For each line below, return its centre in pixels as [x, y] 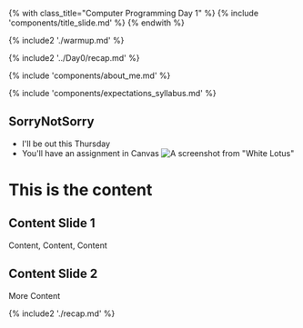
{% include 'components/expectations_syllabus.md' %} [112, 93]
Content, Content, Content [58, 245]
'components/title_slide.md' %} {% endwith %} [97, 23]
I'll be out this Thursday [66, 144]
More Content [35, 295]
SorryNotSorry [51, 122]
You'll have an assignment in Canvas [91, 153]
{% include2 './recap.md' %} [62, 313]
